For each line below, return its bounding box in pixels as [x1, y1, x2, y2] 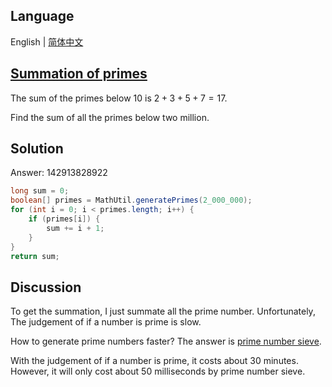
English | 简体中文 [10, 35, 84, 48]
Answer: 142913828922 [10, 167, 108, 179]
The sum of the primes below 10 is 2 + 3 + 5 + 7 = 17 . [10, 92, 228, 104]
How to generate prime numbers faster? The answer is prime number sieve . [10, 335, 322, 348]
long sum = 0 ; [10, 186, 70, 196]
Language [10, 8, 75, 25]
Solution [10, 140, 64, 158]
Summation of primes [10, 65, 148, 83]
